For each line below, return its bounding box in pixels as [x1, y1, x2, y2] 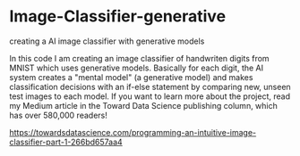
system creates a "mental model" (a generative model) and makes [9, 71, 253, 82]
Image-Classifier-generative [9, 6, 227, 27]
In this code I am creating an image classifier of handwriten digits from [9, 53, 270, 63]
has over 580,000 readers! [9, 110, 107, 120]
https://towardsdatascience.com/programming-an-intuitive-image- [9, 127, 257, 137]
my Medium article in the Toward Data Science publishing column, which [9, 100, 278, 111]
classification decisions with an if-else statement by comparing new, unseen [9, 81, 291, 92]
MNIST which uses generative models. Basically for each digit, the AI [9, 62, 264, 73]
